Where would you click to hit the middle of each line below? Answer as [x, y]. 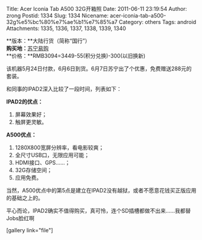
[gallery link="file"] [30, 230]
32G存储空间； [33, 170]
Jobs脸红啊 [21, 218]
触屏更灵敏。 [31, 122]
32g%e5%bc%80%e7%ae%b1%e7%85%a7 [62, 22]
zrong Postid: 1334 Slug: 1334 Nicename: [57, 16]
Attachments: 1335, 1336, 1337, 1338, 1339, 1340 [66, 28]
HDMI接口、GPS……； [43, 162]
